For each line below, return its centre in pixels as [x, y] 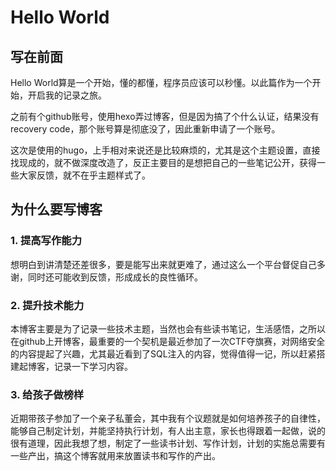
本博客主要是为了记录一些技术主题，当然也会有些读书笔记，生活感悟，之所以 [168, 328]
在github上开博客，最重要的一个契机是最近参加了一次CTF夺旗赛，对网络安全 [168, 341]
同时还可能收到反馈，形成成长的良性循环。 [115, 277]
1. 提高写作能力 [46, 241]
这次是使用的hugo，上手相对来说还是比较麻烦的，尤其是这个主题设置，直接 [165, 150]
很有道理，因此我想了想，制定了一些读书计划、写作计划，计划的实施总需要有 [168, 443]
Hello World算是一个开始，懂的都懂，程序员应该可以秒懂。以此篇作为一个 [161, 82]
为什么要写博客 [56, 209]
